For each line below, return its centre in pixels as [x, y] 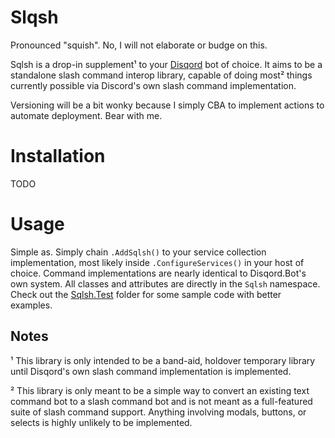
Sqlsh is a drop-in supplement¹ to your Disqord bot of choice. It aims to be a [166, 64]
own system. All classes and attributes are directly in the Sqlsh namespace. [165, 283]
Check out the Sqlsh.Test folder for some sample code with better [146, 294]
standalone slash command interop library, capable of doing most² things [161, 75]
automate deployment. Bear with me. [86, 115]
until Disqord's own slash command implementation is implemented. [151, 371]
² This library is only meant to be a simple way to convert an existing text [160, 390]
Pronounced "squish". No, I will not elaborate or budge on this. [139, 45]
